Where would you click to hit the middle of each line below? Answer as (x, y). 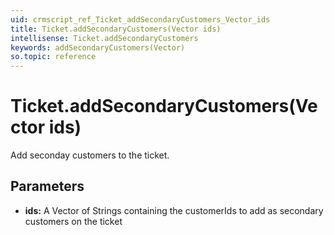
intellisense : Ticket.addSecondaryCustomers (104, 38)
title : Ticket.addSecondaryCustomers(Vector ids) (116, 29)
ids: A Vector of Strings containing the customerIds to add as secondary (174, 210)
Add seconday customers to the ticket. (90, 155)
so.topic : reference (53, 57)
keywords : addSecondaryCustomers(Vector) (98, 47)
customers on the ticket (73, 221)
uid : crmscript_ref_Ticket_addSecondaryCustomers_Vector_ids (140, 19)
